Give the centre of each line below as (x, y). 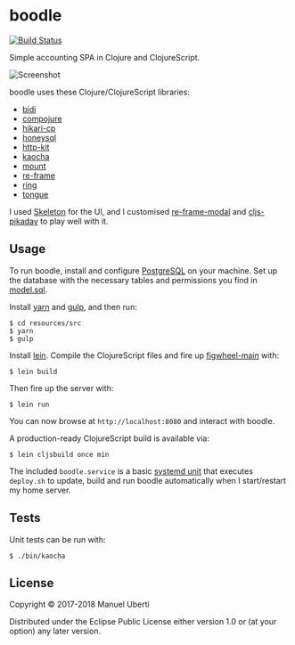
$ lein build (33, 371)
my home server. (40, 490)
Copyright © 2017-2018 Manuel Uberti (79, 604)
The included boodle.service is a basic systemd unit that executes (131, 471)
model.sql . (29, 290)
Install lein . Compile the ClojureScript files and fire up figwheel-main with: (144, 355)
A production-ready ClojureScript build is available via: (109, 438)
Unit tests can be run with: (57, 539)
